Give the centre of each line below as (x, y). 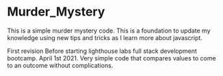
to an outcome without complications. (60, 65)
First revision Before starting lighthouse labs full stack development (102, 51)
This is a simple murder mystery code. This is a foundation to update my (109, 31)
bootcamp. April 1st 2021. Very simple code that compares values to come (112, 58)
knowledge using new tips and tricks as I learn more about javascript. (105, 37)
